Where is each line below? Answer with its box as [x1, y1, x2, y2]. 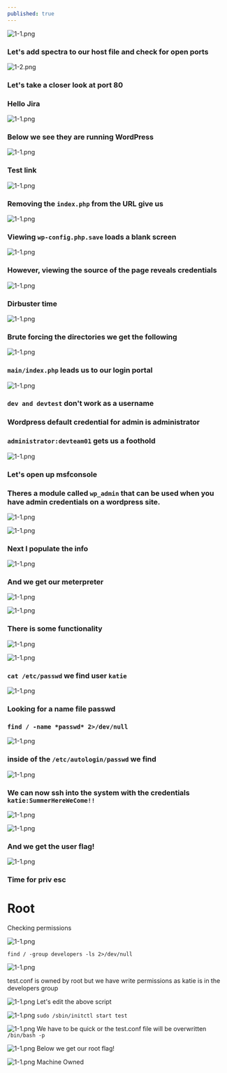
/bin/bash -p [7, 1032, 45, 1039]
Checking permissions [7, 924, 72, 933]
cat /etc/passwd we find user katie [7, 671, 127, 680]
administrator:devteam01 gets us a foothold [7, 436, 156, 446]
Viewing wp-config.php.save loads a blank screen [7, 232, 177, 242]
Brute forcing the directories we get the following [7, 332, 177, 342]
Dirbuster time [7, 298, 58, 308]
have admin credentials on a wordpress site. [7, 497, 161, 506]
